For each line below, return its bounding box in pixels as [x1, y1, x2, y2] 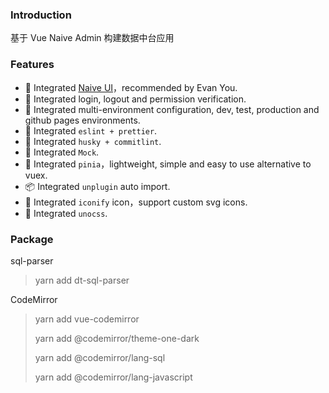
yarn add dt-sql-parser [34, 274, 130, 286]
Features [10, 58, 55, 72]
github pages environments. [24, 114, 141, 126]
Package [10, 232, 54, 246]
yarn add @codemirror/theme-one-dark [34, 332, 200, 344]
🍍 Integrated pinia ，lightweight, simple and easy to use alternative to [24, 158, 312, 170]
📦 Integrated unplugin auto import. [24, 180, 171, 192]
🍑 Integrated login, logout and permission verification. [24, 93, 247, 105]
